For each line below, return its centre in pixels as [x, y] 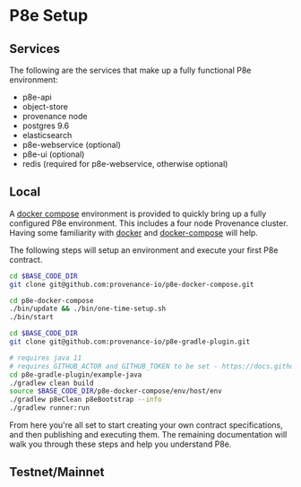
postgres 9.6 [46, 126]
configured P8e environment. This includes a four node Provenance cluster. [149, 223]
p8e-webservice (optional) [71, 145]
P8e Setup [49, 16]
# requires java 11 [46, 358]
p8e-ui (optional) [53, 154]
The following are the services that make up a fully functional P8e [130, 70]
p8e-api [37, 97]
